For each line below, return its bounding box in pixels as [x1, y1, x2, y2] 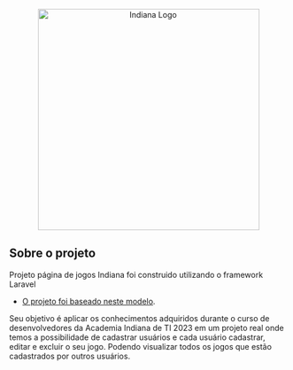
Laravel [9, 279, 36, 289]
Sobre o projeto [9, 246, 96, 261]
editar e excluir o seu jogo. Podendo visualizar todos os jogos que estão [9, 341, 273, 351]
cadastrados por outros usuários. [9, 351, 131, 361]
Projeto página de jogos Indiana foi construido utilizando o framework [9, 269, 264, 280]
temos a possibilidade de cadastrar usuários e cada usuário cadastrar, [9, 332, 266, 343]
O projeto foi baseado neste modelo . [21, 296, 156, 306]
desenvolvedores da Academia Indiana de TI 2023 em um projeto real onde [9, 322, 285, 333]
